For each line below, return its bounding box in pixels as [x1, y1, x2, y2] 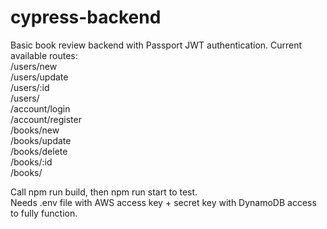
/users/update [10, 71, 69, 83]
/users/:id [10, 81, 50, 93]
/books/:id [10, 156, 53, 168]
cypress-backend [10, 6, 162, 29]
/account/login [10, 102, 71, 115]
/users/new [10, 60, 58, 72]
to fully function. [10, 207, 78, 219]
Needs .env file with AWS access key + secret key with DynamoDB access [10, 196, 317, 208]
